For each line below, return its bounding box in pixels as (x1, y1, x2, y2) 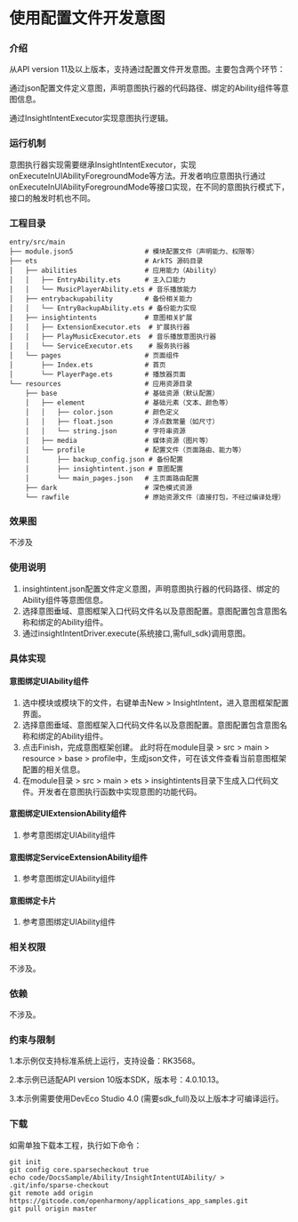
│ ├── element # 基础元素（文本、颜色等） (25, 398, 233, 407)
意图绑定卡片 (9, 895, 56, 905)
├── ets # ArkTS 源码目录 (9, 257, 204, 266)
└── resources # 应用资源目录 (9, 380, 193, 389)
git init (9, 1157, 42, 1166)
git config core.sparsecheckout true (9, 1165, 149, 1174)
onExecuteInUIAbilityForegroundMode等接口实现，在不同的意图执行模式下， (9, 181, 290, 192)
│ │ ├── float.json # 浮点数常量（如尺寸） (25, 417, 220, 427)
